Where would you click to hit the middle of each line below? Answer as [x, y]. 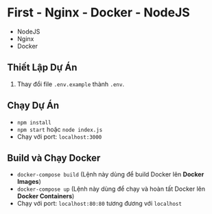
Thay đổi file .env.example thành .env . [71, 84]
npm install [34, 122]
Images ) [29, 182]
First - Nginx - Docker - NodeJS [98, 13]
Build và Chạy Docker [54, 158]
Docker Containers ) [46, 196]
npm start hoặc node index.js [60, 129]
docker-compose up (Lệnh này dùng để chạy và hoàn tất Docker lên [111, 189]
